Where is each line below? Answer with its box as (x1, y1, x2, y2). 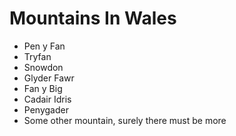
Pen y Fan (23, 40, 66, 52)
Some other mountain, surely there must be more (23, 114, 227, 126)
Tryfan (23, 50, 52, 62)
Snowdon (23, 61, 64, 73)
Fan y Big (23, 82, 63, 94)
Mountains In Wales (9, 7, 177, 30)
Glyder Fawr (23, 72, 75, 84)
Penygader (23, 103, 69, 116)
